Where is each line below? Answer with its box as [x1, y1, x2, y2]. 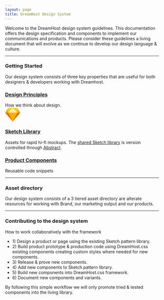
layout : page [5, 7, 32, 12]
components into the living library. [5, 289, 74, 295]
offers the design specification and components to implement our [5, 30, 137, 36]
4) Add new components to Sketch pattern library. [12, 264, 113, 270]
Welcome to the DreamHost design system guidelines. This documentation [5, 25, 155, 31]
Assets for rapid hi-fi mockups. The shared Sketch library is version [5, 139, 141, 145]
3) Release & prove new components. [12, 259, 88, 265]
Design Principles [5, 91, 48, 98]
